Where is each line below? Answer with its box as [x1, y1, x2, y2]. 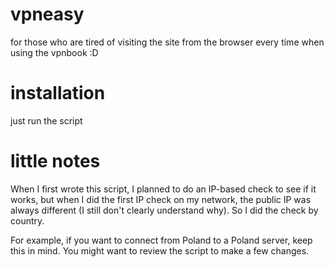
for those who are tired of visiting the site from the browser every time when [10, 36, 325, 48]
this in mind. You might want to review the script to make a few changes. [10, 244, 310, 257]
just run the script [10, 114, 83, 127]
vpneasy [10, 3, 85, 26]
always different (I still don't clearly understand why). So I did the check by [10, 204, 319, 216]
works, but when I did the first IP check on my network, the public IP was [10, 193, 312, 205]
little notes [10, 150, 101, 173]
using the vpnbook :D [10, 46, 99, 58]
